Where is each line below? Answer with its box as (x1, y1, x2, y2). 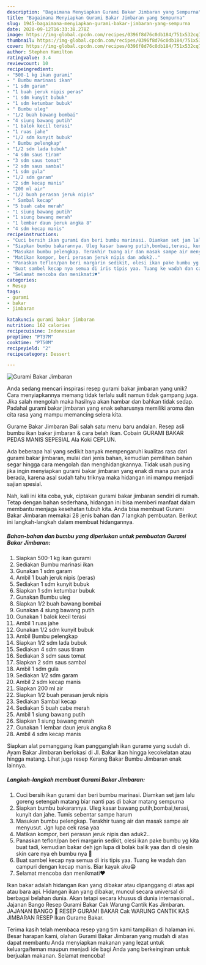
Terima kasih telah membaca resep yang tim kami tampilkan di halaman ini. (7, 926, 196, 933)
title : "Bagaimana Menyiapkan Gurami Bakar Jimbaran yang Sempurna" (7, 15, 185, 21)
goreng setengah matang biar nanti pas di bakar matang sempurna (15, 798, 185, 805)
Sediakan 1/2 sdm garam (15, 672, 78, 679)
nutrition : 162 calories (7, 323, 70, 329)
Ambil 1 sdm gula (15, 665, 59, 672)
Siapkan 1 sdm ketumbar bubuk (15, 587, 95, 594)
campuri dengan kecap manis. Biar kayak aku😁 (15, 863, 136, 871)
